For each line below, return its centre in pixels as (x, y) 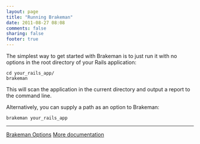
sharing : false (25, 34)
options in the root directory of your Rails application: (71, 62)
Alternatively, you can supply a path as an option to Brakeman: (83, 107)
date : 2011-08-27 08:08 (36, 23)
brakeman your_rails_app (37, 118)
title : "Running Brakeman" (40, 17)
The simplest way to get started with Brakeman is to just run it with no (92, 56)
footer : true (22, 39)
